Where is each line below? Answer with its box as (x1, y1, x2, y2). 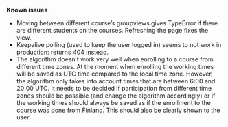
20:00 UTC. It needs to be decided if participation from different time (16, 85, 212, 92)
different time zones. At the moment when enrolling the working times (16, 63, 214, 70)
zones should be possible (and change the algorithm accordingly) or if (16, 91, 216, 100)
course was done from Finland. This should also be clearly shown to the (16, 106, 220, 114)
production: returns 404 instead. (16, 48, 109, 56)
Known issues (6, 6, 48, 14)
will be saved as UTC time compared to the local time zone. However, (16, 70, 214, 78)
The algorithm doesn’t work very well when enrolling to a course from (16, 55, 214, 63)
